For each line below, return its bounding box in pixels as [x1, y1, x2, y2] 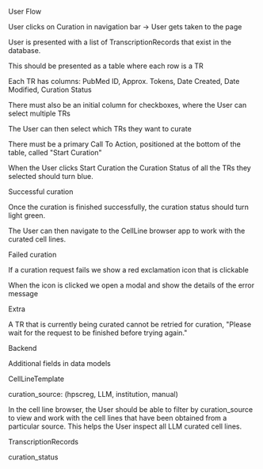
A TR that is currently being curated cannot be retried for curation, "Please [8, 320, 252, 329]
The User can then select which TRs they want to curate [8, 124, 192, 133]
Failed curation [8, 250, 57, 259]
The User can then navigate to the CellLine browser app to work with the [8, 226, 246, 235]
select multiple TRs [8, 109, 71, 118]
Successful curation [8, 187, 74, 196]
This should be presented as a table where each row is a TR [8, 61, 204, 71]
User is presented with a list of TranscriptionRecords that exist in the [8, 37, 232, 47]
